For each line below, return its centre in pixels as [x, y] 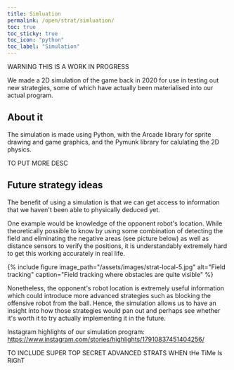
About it [25, 117]
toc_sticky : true [33, 33]
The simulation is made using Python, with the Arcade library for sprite [109, 134]
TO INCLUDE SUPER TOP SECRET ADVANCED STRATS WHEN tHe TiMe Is [115, 352]
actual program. [30, 95]
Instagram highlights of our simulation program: [76, 331]
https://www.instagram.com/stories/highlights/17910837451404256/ [106, 339]
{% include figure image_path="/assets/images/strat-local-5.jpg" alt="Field [117, 267]
